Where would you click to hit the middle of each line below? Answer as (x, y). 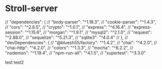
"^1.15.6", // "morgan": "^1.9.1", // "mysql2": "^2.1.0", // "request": (88, 32)
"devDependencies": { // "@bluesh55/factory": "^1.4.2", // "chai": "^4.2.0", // (81, 42)
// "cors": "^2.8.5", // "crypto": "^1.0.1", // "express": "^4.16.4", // (68, 27)
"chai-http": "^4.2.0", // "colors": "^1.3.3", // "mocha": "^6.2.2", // (69, 48)
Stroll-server (32, 9)
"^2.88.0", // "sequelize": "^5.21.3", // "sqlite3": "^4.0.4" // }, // (66, 37)
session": (14, 32)
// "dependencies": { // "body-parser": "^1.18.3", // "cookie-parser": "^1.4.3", (81, 22)
